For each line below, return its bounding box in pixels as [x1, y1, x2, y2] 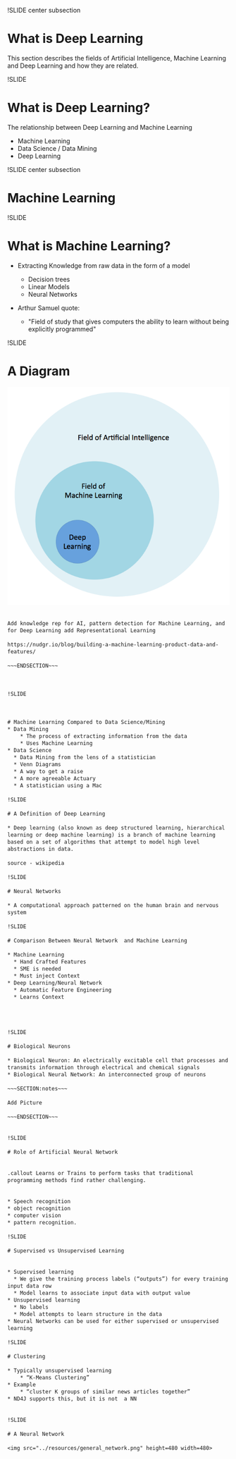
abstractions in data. [7, 846, 74, 853]
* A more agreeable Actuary [13, 775, 97, 782]
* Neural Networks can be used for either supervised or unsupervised [7, 1318, 219, 1325]
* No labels [13, 1304, 49, 1311]
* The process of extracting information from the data [20, 733, 188, 740]
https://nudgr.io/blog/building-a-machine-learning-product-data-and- [7, 641, 219, 648]
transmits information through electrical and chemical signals [7, 1064, 200, 1071]
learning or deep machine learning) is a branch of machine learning [7, 832, 216, 839]
